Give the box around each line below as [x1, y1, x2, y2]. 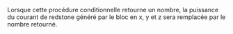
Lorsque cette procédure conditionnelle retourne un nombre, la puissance [7, 6, 219, 14]
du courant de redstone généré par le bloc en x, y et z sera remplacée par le [7, 13, 226, 21]
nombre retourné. [7, 20, 58, 28]
